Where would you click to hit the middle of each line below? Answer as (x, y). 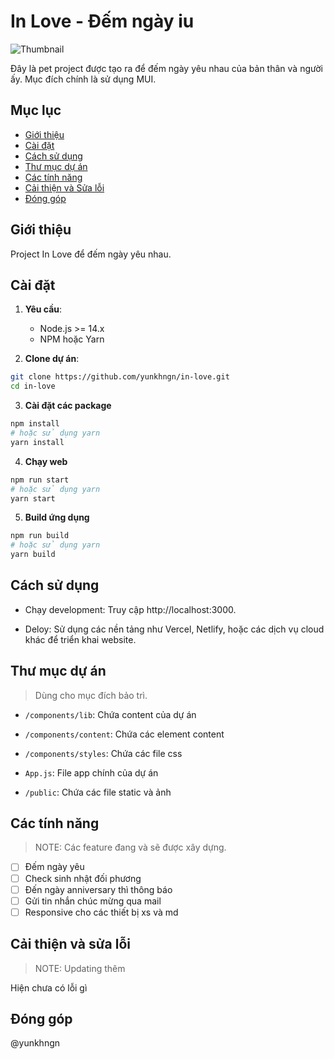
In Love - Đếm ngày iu (102, 21)
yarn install (37, 442)
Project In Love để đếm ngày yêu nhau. (91, 254)
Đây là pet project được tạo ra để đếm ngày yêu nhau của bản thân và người (166, 68)
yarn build (33, 555)
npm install (35, 424)
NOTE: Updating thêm (80, 968)
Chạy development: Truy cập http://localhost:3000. (130, 609)
